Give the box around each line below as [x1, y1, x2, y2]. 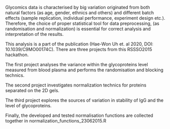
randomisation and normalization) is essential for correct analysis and [5, 26, 151, 32]
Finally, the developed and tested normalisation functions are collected [5, 112, 153, 118]
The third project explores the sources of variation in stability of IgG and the [5, 97, 164, 103]
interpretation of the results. [5, 31, 64, 37]
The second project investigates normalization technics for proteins [5, 82, 147, 88]
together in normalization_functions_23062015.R [5, 118, 107, 123]
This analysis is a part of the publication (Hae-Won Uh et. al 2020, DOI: [5, 41, 154, 47]
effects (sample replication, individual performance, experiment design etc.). [5, 15, 165, 21]
